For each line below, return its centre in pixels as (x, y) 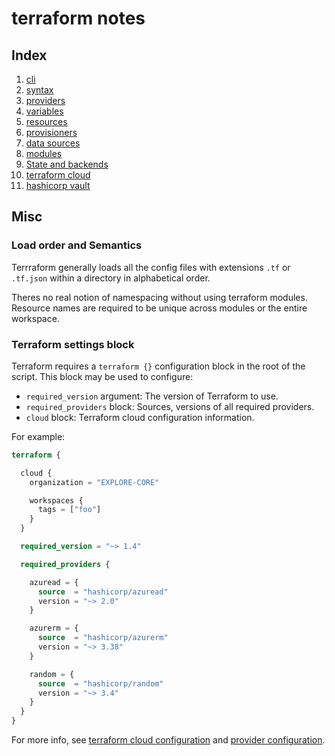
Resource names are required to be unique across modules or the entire (159, 308)
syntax (39, 90)
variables (44, 111)
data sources (53, 143)
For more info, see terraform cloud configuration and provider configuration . (168, 740)
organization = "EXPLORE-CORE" (94, 482)
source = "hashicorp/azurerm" (103, 638)
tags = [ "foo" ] (69, 510)
